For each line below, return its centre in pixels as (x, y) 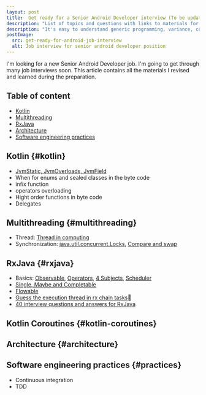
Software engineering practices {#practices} (94, 365)
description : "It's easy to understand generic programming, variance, (100, 29)
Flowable (27, 291)
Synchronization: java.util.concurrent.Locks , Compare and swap (96, 244)
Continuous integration (44, 380)
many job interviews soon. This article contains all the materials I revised (98, 70)
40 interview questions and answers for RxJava (75, 304)
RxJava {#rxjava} (40, 263)
